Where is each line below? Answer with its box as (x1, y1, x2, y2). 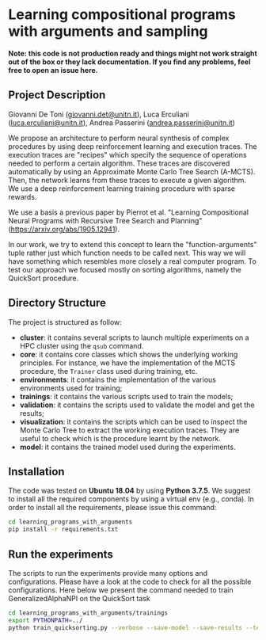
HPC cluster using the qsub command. (19, 341, 144, 350)
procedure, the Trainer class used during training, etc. (19, 366, 198, 375)
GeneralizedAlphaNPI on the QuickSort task (8, 593, 150, 603)
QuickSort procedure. (8, 273, 79, 283)
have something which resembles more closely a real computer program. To (8, 256, 257, 266)
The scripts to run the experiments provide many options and (8, 568, 208, 577)
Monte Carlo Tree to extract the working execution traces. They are (19, 425, 240, 435)
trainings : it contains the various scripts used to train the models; (19, 391, 234, 401)
